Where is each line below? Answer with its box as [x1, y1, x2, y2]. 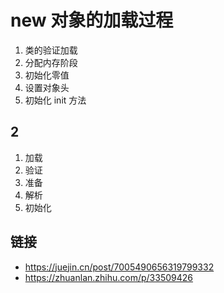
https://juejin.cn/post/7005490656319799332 [24, 261, 215, 273]
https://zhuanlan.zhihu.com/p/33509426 [24, 271, 193, 283]
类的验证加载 [24, 44, 78, 56]
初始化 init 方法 [24, 94, 87, 106]
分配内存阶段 [24, 56, 78, 68]
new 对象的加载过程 [10, 9, 174, 32]
